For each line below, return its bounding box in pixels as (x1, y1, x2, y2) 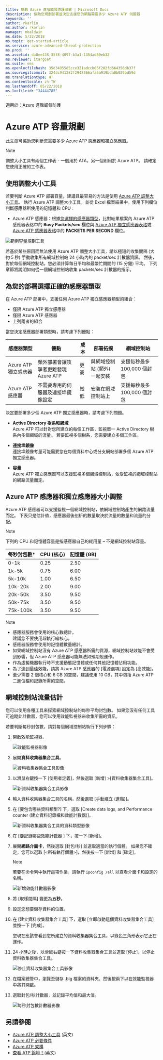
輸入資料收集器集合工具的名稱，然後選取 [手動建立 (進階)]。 (12, 795, 132, 801)
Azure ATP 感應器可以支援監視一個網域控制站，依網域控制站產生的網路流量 (5, 506, 155, 512)
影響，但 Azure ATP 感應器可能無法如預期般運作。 (16, 653, 117, 659)
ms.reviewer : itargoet (5, 57, 51, 62)
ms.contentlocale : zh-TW (5, 79, 56, 84)
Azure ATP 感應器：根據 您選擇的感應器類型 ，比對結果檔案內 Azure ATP (12, 215, 155, 221)
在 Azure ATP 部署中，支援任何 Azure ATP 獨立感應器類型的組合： (5, 296, 137, 301)
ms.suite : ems (5, 61, 34, 66)
